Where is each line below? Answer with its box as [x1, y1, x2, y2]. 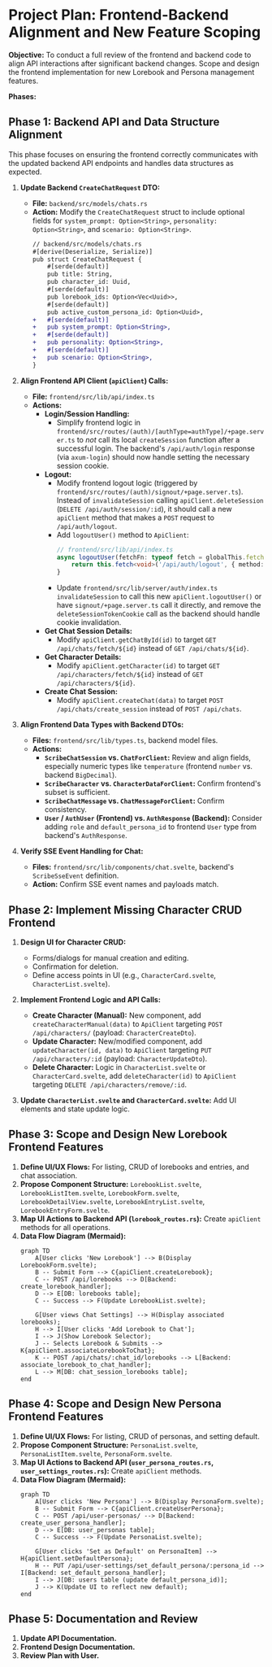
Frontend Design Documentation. [19, 1642, 136, 1652]
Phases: [8, 91, 37, 101]
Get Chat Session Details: [44, 626, 132, 636]
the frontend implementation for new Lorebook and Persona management [8, 67, 255, 76]
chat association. [19, 1170, 78, 1180]
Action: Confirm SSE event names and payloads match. [32, 879, 219, 889]
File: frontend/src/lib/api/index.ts [32, 391, 155, 401]
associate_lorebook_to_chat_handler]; [19, 1360, 152, 1368]
